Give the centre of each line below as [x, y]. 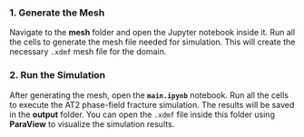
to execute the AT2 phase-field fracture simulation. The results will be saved [152, 104]
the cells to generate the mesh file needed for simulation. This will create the [152, 42]
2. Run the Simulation [58, 75]
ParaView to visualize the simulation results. [92, 123]
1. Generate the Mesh [57, 13]
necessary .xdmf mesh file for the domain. [88, 52]
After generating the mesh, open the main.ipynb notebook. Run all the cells [149, 95]
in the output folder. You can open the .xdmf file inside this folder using [142, 114]
